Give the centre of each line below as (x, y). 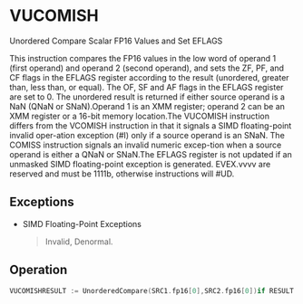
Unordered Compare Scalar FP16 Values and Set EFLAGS (116, 41)
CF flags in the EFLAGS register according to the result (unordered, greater (149, 77)
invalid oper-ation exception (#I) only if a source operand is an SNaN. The (147, 135)
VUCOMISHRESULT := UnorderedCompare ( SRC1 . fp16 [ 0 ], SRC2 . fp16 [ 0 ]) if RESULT (152, 290)
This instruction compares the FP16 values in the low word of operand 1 (143, 58)
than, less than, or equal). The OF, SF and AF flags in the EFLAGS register (147, 87)
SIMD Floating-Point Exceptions (82, 223)
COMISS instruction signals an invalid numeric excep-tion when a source (146, 145)
